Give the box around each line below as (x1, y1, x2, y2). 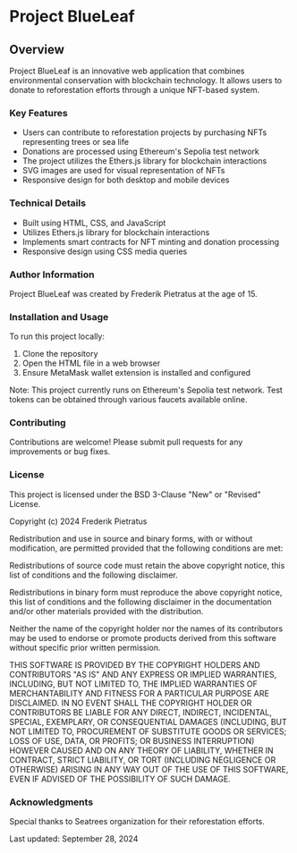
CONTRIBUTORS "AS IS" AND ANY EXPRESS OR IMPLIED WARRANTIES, (9, 669, 277, 680)
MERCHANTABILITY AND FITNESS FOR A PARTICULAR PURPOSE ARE (9, 688, 270, 698)
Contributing (9, 417, 66, 429)
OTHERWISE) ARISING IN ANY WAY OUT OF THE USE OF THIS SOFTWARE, (9, 764, 289, 774)
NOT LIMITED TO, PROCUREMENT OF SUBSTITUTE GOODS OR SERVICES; (9, 726, 287, 737)
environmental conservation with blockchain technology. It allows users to (9, 75, 283, 86)
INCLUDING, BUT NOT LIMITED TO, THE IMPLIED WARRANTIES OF (9, 678, 258, 689)
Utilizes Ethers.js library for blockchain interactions (21, 226, 210, 238)
